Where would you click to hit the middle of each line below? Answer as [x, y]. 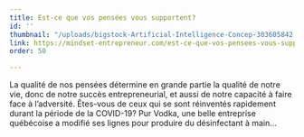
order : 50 [28, 51]
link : [19, 43]
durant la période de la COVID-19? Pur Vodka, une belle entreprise [133, 114]
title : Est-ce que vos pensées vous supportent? [103, 18]
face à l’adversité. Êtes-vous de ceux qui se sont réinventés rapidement [142, 104]
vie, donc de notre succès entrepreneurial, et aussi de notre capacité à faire [151, 95]
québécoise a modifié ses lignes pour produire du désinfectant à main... [143, 123]
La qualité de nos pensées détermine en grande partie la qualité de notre [145, 85]
